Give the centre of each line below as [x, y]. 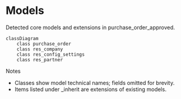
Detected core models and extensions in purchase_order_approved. [90, 27]
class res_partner [40, 60]
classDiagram [22, 38]
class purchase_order [44, 44]
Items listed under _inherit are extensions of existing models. [90, 89]
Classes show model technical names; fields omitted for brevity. [94, 83]
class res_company [40, 49]
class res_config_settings [51, 54]
